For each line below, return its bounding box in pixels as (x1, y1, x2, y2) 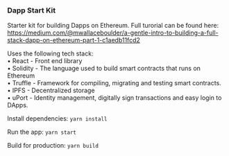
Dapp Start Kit (7, 6, 56, 15)
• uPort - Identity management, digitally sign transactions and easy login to (7, 94, 222, 102)
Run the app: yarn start (7, 128, 77, 137)
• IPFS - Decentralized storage (7, 86, 95, 95)
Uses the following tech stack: (7, 49, 94, 58)
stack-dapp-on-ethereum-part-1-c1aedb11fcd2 (7, 36, 140, 44)
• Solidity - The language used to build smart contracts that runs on (7, 64, 201, 73)
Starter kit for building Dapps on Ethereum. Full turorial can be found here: (7, 21, 219, 30)
